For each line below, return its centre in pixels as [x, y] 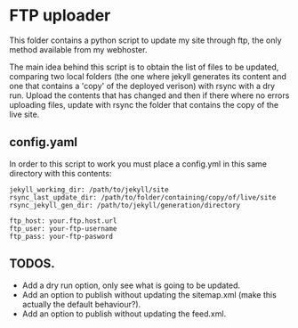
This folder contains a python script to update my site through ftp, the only [145, 40]
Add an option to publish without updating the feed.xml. [124, 314]
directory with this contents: [60, 173]
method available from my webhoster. [78, 49]
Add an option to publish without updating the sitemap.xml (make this [149, 294]
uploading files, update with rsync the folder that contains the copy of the [144, 104]
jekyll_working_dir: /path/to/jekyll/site [89, 189]
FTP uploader [60, 16]
